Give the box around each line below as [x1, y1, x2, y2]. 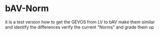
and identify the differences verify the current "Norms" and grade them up [5, 24, 154, 30]
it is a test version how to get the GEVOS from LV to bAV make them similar [5, 19, 155, 25]
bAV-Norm [5, 3, 49, 14]
